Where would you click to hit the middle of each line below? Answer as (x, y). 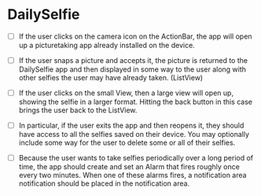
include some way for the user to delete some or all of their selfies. (127, 142)
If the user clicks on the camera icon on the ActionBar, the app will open (135, 36)
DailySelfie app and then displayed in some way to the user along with (132, 69)
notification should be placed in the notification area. (104, 183)
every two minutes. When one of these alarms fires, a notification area (132, 176)
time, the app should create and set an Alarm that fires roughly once (129, 167)
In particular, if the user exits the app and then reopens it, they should (131, 126)
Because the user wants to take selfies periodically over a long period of (136, 158)
